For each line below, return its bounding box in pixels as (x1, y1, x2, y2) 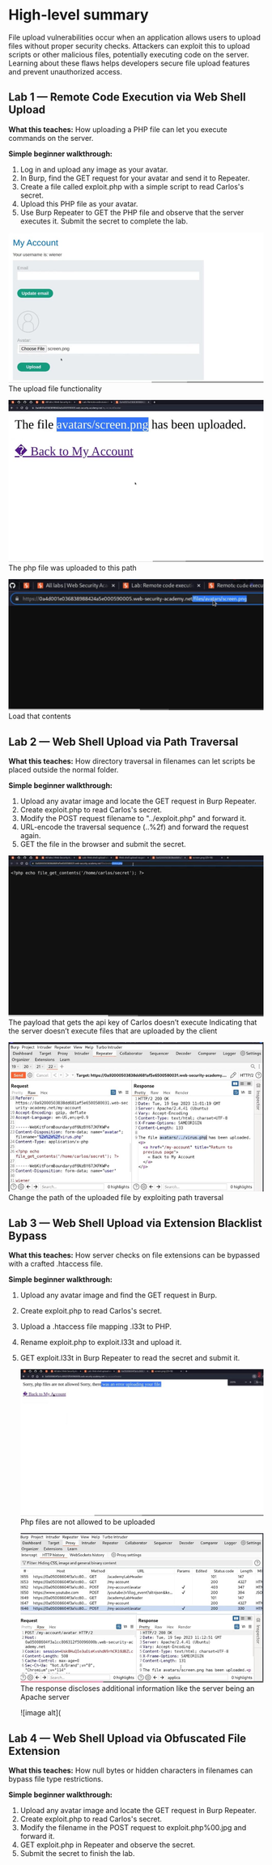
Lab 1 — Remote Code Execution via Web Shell (8, 91, 246, 104)
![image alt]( (19, 1708, 62, 1718)
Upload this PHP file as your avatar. (19, 198, 138, 208)
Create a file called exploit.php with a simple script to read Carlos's (19, 181, 244, 191)
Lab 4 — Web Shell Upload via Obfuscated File (8, 1731, 247, 1745)
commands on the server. (8, 133, 94, 143)
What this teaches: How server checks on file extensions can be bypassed (8, 1250, 261, 1260)
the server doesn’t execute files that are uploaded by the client (8, 1026, 218, 1036)
